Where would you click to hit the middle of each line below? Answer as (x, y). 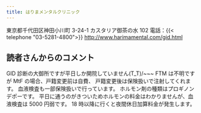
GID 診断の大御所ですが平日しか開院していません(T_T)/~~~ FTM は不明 (95, 73)
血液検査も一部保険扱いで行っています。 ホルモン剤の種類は (93, 89)
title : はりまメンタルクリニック (43, 12)
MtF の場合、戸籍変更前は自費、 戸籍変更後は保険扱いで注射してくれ (99, 81)
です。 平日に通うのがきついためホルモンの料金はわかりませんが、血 (108, 97)
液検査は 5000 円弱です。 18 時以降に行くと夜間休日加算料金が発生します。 (101, 104)
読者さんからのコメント (50, 58)
